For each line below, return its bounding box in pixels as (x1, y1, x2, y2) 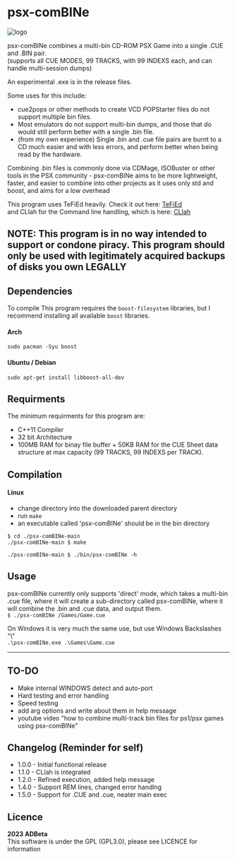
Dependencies (7, 285, 73, 297)
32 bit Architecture (17, 433, 73, 442)
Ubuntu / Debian (7, 358, 56, 366)
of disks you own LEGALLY (7, 261, 127, 273)
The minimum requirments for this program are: (7, 411, 145, 421)
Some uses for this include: (7, 91, 87, 100)
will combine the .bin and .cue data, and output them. (7, 604, 162, 612)
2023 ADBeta (7, 830, 48, 838)
